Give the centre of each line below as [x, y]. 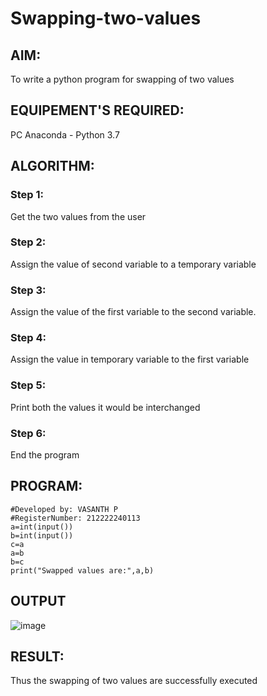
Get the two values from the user [78, 216]
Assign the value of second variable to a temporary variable [133, 264]
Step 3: [28, 290]
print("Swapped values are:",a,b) [82, 570]
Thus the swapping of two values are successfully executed [134, 681]
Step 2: [28, 242]
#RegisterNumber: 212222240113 [75, 518]
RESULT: [37, 656]
